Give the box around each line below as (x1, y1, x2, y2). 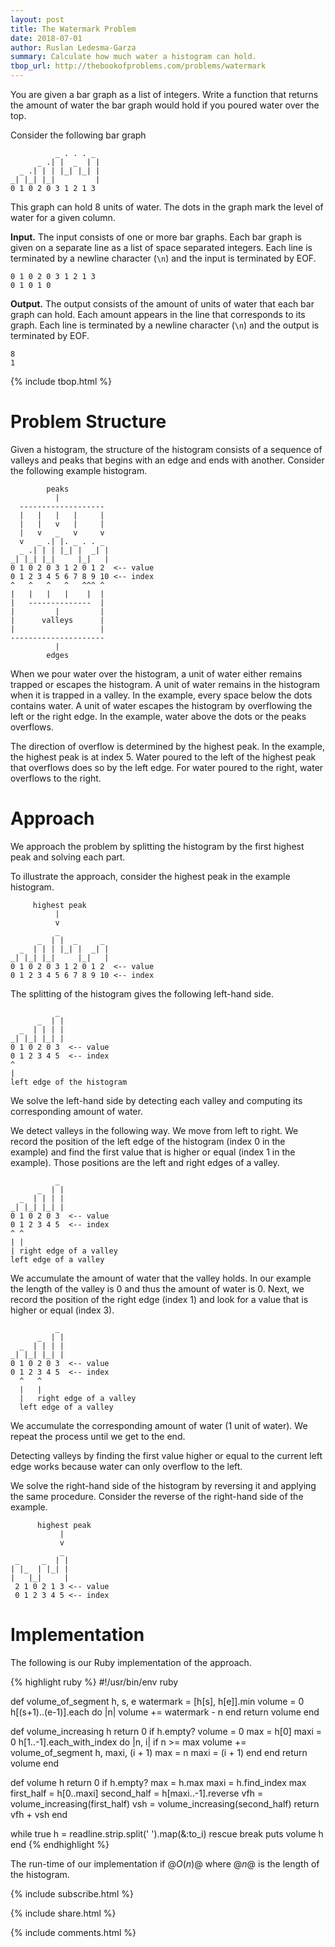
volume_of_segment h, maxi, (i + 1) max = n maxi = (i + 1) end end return (10, 1746, 308, 1758)
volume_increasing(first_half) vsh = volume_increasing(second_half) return (10, 1797, 320, 1810)
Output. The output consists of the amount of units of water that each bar (10, 298, 315, 310)
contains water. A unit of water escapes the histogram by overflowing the (10, 699, 313, 711)
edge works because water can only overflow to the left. (10, 1460, 243, 1472)
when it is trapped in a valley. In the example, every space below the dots (10, 689, 313, 701)
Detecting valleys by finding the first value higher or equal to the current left (10, 1449, 323, 1461)
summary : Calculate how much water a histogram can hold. (10, 52, 257, 62)
